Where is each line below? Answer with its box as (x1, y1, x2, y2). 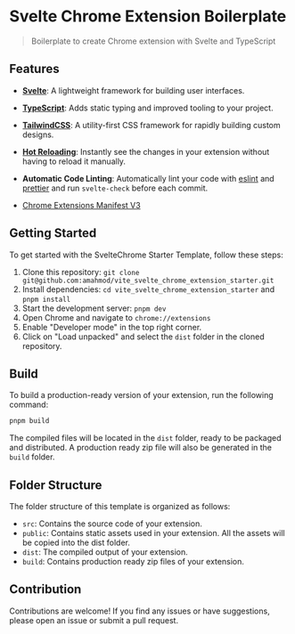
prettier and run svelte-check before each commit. (21, 183, 209, 193)
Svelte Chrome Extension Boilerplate (9, 6, 287, 27)
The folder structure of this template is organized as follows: (9, 501, 231, 512)
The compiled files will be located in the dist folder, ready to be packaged (9, 433, 283, 443)
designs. (21, 129, 54, 140)
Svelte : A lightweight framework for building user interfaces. (21, 85, 245, 95)
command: (9, 399, 49, 410)
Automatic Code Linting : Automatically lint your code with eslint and (21, 173, 275, 183)
